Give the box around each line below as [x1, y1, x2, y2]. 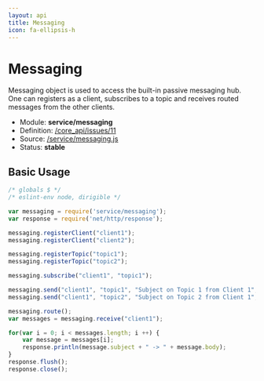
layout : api [8, 11, 47, 20]
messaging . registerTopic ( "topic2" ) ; [8, 258, 128, 266]
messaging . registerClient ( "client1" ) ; [8, 229, 135, 237]
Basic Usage [8, 165, 71, 179]
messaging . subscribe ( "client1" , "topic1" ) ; [8, 272, 153, 280]
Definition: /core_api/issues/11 [19, 126, 116, 136]
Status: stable [19, 143, 65, 152]
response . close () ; [8, 365, 68, 373]
